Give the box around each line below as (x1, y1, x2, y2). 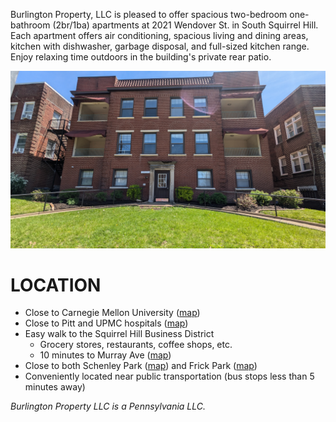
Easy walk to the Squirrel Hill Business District (24, 328, 215, 340)
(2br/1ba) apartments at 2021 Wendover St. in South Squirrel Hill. (52, 19, 319, 31)
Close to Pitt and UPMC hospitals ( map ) (24, 317, 189, 329)
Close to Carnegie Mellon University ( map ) (24, 307, 201, 319)
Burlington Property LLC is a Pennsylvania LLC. (10, 400, 207, 413)
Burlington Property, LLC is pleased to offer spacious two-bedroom (10, 9, 288, 20)
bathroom (10, 19, 51, 31)
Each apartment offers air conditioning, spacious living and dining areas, (10, 30, 309, 41)
